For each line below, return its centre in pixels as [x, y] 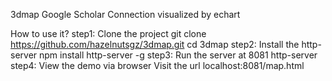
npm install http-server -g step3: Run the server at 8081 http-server [178, 55]
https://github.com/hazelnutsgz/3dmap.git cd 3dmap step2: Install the [155, 44]
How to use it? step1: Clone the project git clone [108, 33]
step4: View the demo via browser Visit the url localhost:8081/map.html [157, 65]
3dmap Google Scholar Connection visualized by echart [125, 14]
